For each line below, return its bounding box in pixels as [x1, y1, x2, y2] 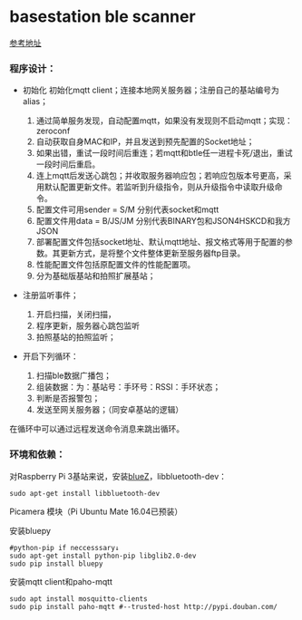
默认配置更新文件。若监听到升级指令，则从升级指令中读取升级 [44, 181, 275, 192]
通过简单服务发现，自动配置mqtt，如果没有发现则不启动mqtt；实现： [35, 115, 293, 126]
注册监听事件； [22, 290, 79, 301]
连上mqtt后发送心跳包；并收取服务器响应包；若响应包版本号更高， [35, 170, 284, 181]
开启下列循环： [22, 351, 79, 362]
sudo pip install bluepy [9, 559, 103, 568]
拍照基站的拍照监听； [35, 332, 116, 343]
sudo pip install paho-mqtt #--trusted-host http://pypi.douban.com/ [9, 602, 278, 611]
